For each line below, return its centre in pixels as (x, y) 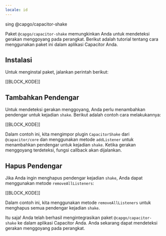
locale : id (16, 10)
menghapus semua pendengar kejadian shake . (53, 208)
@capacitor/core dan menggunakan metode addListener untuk (69, 139)
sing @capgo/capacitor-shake (36, 24)
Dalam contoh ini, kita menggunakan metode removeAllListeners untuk (78, 202)
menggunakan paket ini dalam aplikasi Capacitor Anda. (62, 44)
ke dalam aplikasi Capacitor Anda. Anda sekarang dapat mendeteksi (87, 223)
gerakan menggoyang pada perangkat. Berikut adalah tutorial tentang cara (82, 39)
